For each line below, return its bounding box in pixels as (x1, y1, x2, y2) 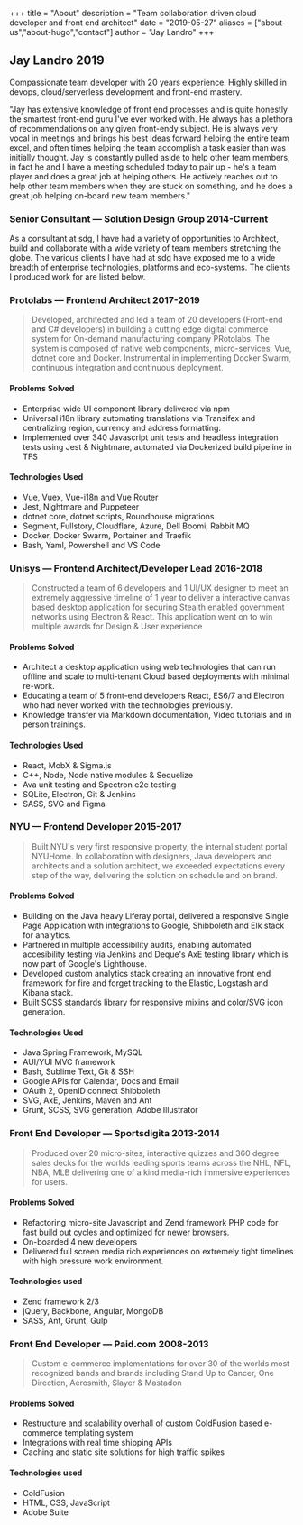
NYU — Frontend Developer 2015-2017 (9, 821, 182, 833)
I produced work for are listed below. (9, 271, 146, 282)
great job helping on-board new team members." (9, 189, 191, 201)
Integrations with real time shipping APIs (22, 1438, 173, 1448)
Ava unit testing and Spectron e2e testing (22, 779, 177, 790)
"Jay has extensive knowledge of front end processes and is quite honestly (9, 104, 289, 115)
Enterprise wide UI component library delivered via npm (22, 403, 230, 414)
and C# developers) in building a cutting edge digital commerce (31, 324, 269, 335)
